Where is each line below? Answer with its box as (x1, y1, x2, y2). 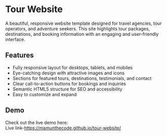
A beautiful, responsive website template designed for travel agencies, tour (5, 20, 162, 26)
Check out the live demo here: (5, 119, 68, 125)
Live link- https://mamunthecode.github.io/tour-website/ (5, 125, 121, 131)
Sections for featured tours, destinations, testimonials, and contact (12, 75, 152, 81)
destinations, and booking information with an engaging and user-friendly (5, 31, 159, 37)
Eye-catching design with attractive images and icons (12, 70, 125, 76)
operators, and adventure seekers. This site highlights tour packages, (5, 25, 150, 31)
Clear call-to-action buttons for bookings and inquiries (12, 80, 127, 86)
